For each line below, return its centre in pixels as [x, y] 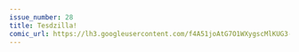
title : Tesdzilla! [43, 26]
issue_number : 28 [41, 17]
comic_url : [29, 33]
